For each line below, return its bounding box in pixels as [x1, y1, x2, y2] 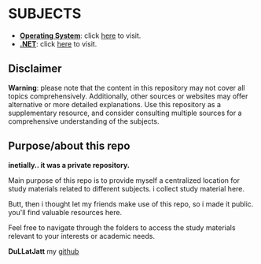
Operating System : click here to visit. [19, 31, 142, 40]
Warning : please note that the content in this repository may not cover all [8, 83, 245, 92]
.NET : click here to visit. [19, 39, 97, 48]
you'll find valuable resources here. [8, 207, 123, 217]
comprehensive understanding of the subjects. [8, 116, 160, 126]
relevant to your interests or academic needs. [8, 231, 156, 240]
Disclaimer [8, 62, 62, 76]
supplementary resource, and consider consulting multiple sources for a [8, 108, 242, 117]
